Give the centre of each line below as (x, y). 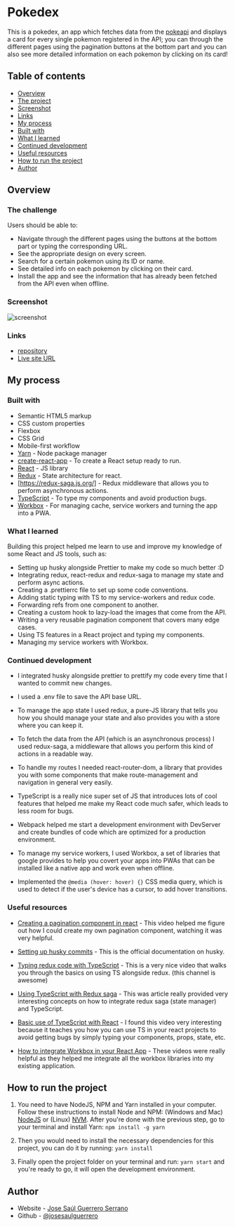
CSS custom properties (51, 423)
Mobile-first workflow (49, 445)
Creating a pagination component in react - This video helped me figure (121, 923)
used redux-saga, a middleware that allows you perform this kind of (115, 747)
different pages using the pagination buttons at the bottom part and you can (117, 46)
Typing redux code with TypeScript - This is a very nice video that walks (122, 965)
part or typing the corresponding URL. (73, 246)
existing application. (46, 1065)
